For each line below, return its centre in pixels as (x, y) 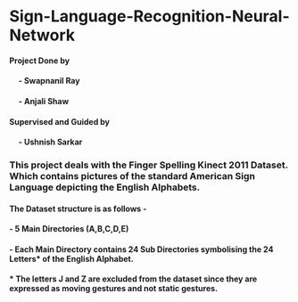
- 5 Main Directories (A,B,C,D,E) (69, 229)
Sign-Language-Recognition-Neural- (149, 16)
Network (42, 35)
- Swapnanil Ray (49, 81)
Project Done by (39, 61)
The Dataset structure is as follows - (78, 208)
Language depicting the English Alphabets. (105, 187)
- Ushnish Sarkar (50, 142)
